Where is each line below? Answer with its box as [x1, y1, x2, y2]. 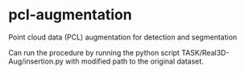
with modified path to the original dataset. [65, 56, 204, 66]
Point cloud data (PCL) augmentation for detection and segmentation [8, 32, 238, 42]
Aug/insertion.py [8, 56, 64, 66]
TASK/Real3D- [181, 47, 230, 57]
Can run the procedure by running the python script [8, 47, 180, 57]
